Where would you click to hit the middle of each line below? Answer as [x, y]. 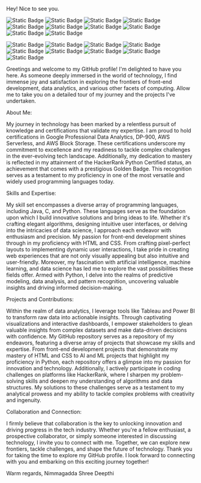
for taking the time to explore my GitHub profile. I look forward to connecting [100, 455]
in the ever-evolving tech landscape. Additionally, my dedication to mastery [99, 156]
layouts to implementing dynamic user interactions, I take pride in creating [98, 249]
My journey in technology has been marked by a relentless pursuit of [91, 124]
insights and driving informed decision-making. [64, 288]
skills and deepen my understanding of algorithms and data [99, 381]
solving [15, 381]
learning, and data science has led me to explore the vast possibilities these [100, 268]
